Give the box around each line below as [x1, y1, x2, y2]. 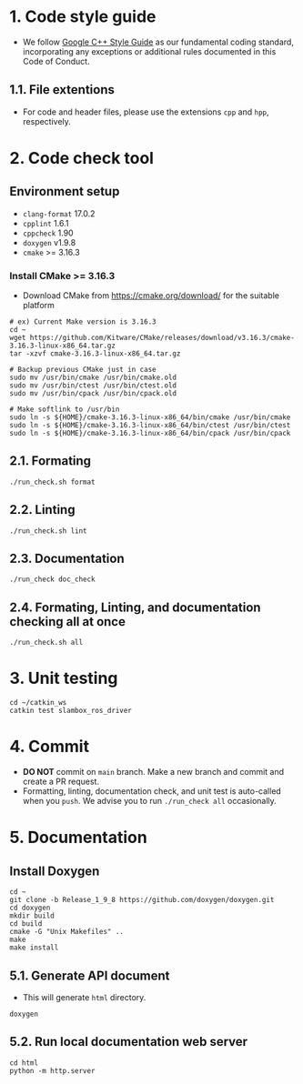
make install [9, 943, 59, 952]
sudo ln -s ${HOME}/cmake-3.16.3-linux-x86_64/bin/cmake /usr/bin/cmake [9, 413, 291, 422]
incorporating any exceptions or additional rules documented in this [22, 45, 277, 56]
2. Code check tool [9, 147, 155, 168]
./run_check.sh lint [9, 526, 88, 536]
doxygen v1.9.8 [22, 236, 76, 247]
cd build [9, 919, 43, 928]
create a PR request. [22, 776, 100, 788]
